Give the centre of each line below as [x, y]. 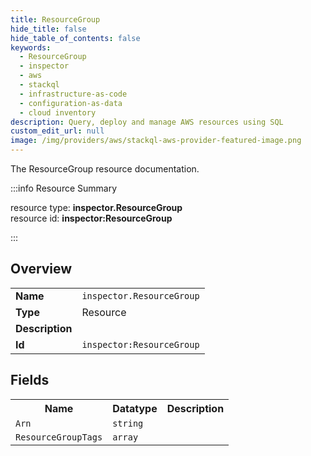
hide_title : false [48, 29]
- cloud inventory [58, 112]
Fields [30, 380]
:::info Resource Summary [64, 188]
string [128, 423]
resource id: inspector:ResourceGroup [91, 218]
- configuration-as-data [71, 103]
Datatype [135, 408]
